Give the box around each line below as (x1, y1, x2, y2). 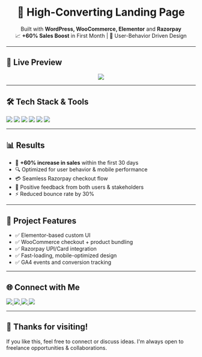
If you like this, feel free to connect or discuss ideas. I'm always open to (6, 338, 184, 345)
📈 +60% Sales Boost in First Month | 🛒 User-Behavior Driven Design (15, 32, 187, 39)
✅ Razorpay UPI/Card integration (14, 245, 97, 252)
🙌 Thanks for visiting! (6, 322, 88, 332)
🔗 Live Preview (6, 57, 63, 68)
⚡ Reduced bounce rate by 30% (14, 191, 94, 198)
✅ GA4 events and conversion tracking (14, 258, 112, 266)
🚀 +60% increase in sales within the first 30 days (14, 159, 139, 166)
